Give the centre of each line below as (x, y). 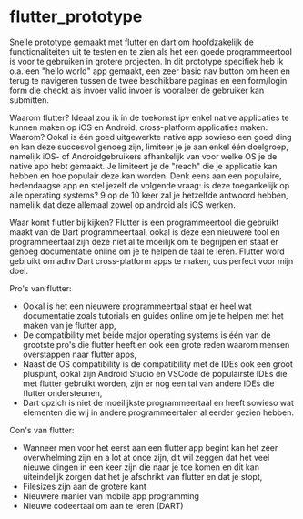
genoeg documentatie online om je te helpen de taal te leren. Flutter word (147, 251)
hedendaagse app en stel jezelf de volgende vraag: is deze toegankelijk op (150, 185)
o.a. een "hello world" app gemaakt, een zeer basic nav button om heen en (150, 71)
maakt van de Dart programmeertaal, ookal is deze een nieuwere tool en (145, 232)
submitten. (30, 100)
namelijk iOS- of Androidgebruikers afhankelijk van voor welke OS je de (143, 156)
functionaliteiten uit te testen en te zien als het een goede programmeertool (151, 51)
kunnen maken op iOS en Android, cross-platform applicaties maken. (139, 127)
